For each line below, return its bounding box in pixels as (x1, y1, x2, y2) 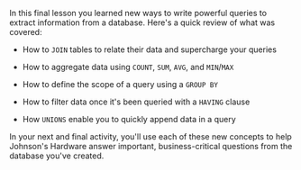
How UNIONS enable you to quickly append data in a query (22, 114, 236, 124)
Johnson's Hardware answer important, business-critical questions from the (9, 141, 293, 151)
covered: (9, 27, 42, 37)
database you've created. (9, 150, 105, 161)
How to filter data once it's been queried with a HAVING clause (22, 96, 251, 107)
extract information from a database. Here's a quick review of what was (9, 17, 276, 28)
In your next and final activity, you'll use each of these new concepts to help (9, 131, 293, 142)
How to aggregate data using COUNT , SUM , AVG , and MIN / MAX (22, 62, 234, 72)
